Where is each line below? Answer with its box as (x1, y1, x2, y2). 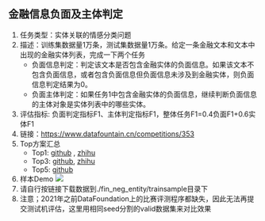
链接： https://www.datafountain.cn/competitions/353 (19, 129, 194, 139)
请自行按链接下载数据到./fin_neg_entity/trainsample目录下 (19, 184, 209, 193)
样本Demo (19, 173, 54, 184)
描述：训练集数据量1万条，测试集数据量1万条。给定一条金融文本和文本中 (19, 40, 255, 49)
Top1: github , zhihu (31, 147, 96, 157)
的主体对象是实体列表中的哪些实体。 (31, 99, 151, 109)
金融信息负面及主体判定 (8, 7, 123, 21)
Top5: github (31, 165, 74, 174)
